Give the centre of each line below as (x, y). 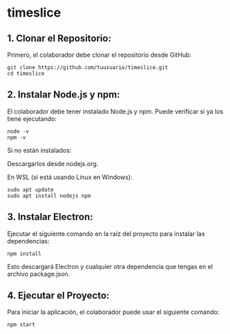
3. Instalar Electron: (50, 217)
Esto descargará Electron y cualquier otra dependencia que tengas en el (110, 266)
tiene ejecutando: (32, 118)
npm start (21, 325)
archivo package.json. (39, 274)
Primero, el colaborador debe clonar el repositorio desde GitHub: (99, 55)
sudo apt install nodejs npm (49, 196)
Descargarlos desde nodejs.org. (53, 163)
